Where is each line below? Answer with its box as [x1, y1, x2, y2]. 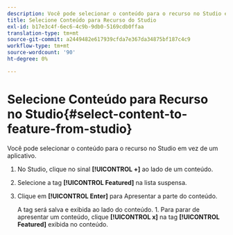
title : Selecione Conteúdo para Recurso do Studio [7, 17, 157, 24]
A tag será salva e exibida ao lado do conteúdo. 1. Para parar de [17, 205, 200, 213]
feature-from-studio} [7, 121, 133, 136]
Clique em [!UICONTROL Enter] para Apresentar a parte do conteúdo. [17, 192, 218, 200]
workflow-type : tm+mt [7, 42, 70, 49]
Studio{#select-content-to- [25, 106, 188, 122]
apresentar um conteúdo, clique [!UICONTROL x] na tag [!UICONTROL [17, 213, 220, 221]
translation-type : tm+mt [7, 29, 79, 37]
